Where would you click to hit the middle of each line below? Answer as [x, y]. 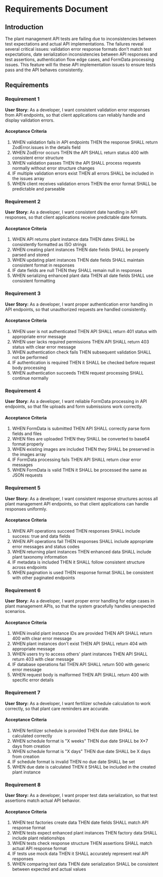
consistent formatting [34, 281]
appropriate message [33, 649]
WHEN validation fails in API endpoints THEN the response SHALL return [85, 142]
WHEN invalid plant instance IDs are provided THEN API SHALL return [82, 633]
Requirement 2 [23, 201]
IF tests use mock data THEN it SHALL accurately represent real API [80, 854]
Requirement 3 [23, 293]
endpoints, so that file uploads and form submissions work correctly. [74, 407]
